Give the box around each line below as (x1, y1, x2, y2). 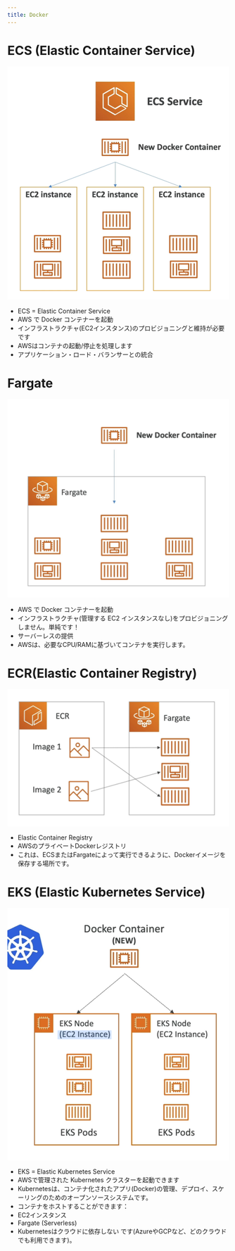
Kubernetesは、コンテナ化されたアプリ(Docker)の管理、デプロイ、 (17, 1185, 212, 1193)
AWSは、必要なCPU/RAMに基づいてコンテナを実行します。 (17, 640, 189, 648)
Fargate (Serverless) (17, 1219, 77, 1227)
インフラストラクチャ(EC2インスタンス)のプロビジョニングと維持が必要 (17, 324, 225, 333)
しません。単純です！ (17, 622, 80, 631)
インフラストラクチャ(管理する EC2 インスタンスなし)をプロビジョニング (17, 614, 229, 622)
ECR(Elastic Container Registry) (7, 665, 198, 681)
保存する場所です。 (17, 859, 73, 868)
